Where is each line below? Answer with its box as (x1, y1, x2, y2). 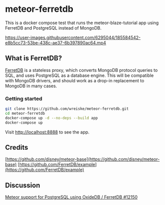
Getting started (5, 95, 43, 102)
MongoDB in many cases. (5, 83, 58, 89)
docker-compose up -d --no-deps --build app (5, 115, 98, 120)
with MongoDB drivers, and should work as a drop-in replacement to (5, 77, 144, 83)
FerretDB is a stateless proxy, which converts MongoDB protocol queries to (5, 67, 158, 73)
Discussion (5, 181, 40, 189)
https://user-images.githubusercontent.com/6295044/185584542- (5, 34, 141, 40)
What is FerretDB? (5, 54, 63, 63)
